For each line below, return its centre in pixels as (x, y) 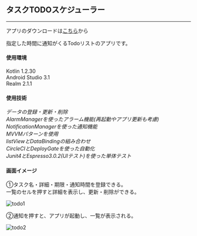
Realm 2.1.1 (19, 84)
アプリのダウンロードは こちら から (47, 31)
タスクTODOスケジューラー (56, 10)
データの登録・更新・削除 (37, 112)
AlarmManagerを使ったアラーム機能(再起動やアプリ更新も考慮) (83, 119)
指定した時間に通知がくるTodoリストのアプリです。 (68, 43)
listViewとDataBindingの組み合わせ (48, 141)
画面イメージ (21, 170)
